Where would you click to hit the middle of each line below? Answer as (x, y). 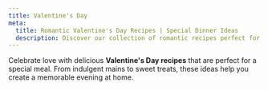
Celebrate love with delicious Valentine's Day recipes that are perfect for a (132, 61)
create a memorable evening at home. (71, 77)
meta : (17, 23)
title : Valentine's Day (48, 16)
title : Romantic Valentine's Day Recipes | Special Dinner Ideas (127, 30)
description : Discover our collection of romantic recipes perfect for (138, 38)
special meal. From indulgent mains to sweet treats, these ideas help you (128, 69)
